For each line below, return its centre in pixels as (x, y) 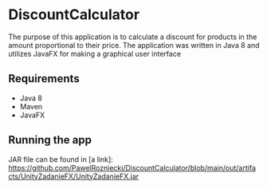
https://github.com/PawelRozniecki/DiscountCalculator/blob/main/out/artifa (132, 167)
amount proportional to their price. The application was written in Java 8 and (134, 45)
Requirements (44, 79)
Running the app (50, 140)
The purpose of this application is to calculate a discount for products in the (133, 37)
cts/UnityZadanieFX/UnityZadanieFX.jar (74, 176)
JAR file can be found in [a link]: (61, 159)
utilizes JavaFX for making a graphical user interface (95, 53)
